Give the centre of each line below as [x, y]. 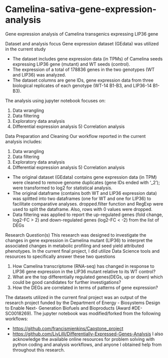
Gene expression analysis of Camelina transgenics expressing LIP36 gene [82, 34]
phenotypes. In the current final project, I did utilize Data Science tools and [82, 251]
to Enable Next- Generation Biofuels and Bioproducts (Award [68, 308]
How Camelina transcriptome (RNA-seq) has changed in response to [83, 266]
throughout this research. [39, 350]
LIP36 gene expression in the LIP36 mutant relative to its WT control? [84, 271]
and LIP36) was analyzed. [39, 75]
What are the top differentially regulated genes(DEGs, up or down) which [88, 277]
